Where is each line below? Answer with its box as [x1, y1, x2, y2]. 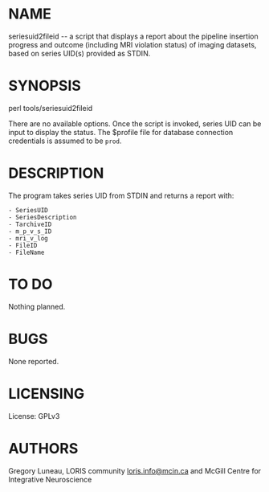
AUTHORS [8, 439, 79, 457]
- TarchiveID [8, 220, 52, 228]
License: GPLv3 [8, 411, 60, 420]
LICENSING [8, 384, 85, 403]
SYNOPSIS [8, 77, 82, 95]
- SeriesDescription [8, 213, 78, 221]
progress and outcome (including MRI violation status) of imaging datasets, [8, 39, 257, 49]
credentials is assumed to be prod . [8, 136, 122, 146]
